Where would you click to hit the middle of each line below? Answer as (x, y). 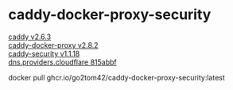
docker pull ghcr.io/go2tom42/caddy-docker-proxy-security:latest (116, 77)
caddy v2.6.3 (30, 37)
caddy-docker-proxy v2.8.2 (53, 45)
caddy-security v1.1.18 (44, 53)
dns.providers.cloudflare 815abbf (62, 62)
